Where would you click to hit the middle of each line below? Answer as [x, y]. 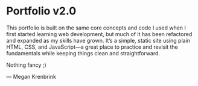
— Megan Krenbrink [31, 76]
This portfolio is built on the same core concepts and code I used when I [96, 28]
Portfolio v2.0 [41, 11]
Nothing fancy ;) [26, 65]
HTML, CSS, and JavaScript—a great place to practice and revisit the [92, 47]
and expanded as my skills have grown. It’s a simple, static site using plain [98, 40]
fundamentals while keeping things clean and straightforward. [83, 53]
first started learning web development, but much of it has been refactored [99, 34]
